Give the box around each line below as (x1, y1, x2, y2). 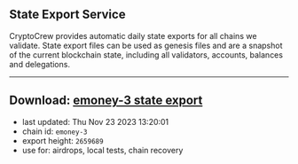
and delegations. (9, 59, 71, 69)
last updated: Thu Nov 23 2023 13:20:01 (21, 116, 169, 127)
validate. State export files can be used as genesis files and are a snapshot (9, 40, 283, 51)
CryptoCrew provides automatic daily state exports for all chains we (9, 30, 257, 41)
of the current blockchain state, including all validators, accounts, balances (9, 49, 284, 60)
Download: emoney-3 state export (9, 93, 203, 108)
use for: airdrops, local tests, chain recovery (21, 144, 184, 155)
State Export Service (9, 7, 126, 22)
